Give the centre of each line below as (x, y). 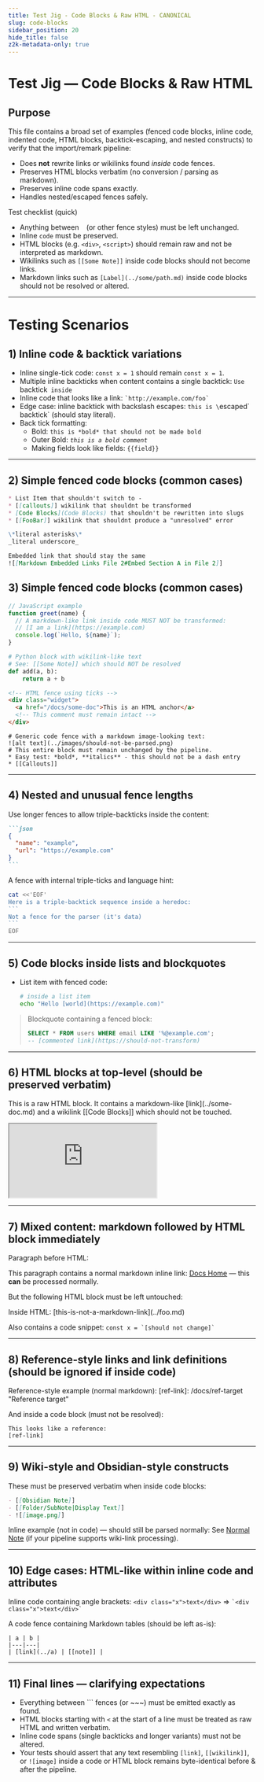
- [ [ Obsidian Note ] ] (42, 1500)
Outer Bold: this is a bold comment (89, 440)
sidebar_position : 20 (44, 30)
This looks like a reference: (58, 1429)
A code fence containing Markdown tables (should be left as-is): (112, 1624)
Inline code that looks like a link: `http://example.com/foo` (114, 398)
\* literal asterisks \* (45, 535)
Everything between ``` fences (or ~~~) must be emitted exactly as (127, 1703)
